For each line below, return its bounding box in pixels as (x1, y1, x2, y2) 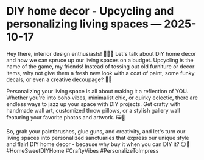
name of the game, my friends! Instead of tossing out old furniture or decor (6, 62, 195, 70)
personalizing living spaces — (6, 17, 162, 31)
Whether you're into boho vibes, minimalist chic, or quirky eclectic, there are (6, 94, 198, 101)
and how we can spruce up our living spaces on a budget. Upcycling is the (6, 56, 194, 64)
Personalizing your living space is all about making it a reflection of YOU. (6, 87, 189, 95)
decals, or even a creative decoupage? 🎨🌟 (6, 76, 113, 83)
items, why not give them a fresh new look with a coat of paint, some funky (6, 69, 195, 76)
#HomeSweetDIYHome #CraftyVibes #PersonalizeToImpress (6, 147, 159, 154)
